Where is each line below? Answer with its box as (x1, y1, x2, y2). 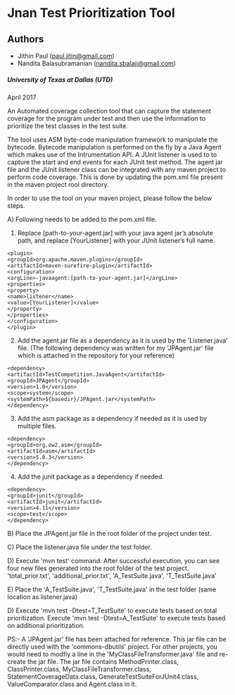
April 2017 (7, 93, 37, 102)
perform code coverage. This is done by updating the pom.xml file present (7, 173, 223, 181)
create (7, 657, 26, 665)
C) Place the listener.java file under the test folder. (7, 543, 153, 551)
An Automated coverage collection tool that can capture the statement (7, 106, 211, 115)
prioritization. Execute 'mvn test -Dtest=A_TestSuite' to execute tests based (7, 613, 226, 622)
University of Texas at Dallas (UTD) (7, 75, 113, 84)
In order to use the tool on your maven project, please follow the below (7, 194, 212, 202)
